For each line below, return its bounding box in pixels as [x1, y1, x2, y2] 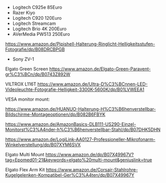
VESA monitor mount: [5, 96, 50, 102]
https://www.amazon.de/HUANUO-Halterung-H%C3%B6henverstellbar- [5, 106, 156, 112]
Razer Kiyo [12, 10, 35, 16]
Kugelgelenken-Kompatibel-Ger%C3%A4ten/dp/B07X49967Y [5, 172, 135, 178]
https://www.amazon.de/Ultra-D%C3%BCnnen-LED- [37, 81, 148, 87]
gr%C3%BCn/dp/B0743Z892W [5, 71, 71, 77]
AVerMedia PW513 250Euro [12, 31, 70, 37]
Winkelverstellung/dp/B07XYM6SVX [5, 142, 81, 148]
